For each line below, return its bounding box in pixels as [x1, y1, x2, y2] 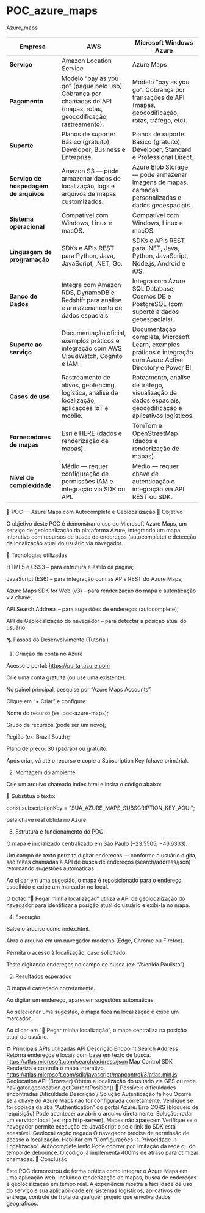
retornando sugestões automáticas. [6, 864, 96, 872]
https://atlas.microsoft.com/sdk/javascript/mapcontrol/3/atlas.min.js [6, 1070, 178, 1078]
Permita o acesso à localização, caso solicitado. [6, 949, 127, 956]
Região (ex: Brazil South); [6, 733, 70, 741]
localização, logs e [61, 182, 115, 190]
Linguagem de [9, 247, 52, 256]
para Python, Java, [61, 252, 115, 260]
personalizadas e [132, 193, 182, 202]
